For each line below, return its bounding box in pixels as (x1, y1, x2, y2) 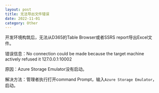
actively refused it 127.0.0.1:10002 (5, 56, 72, 62)
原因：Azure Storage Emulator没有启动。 (5, 66, 87, 72)
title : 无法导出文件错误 (5, 12, 50, 16)
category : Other (5, 20, 38, 26)
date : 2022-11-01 (5, 16, 40, 21)
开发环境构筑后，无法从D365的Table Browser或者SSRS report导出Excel (5, 34, 148, 40)
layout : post (5, 7, 32, 12)
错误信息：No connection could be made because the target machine (5, 51, 144, 57)
